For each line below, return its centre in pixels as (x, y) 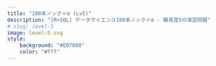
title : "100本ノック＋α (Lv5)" (49, 13)
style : (17, 39)
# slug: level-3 (30, 26)
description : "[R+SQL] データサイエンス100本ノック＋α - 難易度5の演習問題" (109, 20)
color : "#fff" (40, 52)
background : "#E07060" (52, 45)
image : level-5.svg (35, 33)
